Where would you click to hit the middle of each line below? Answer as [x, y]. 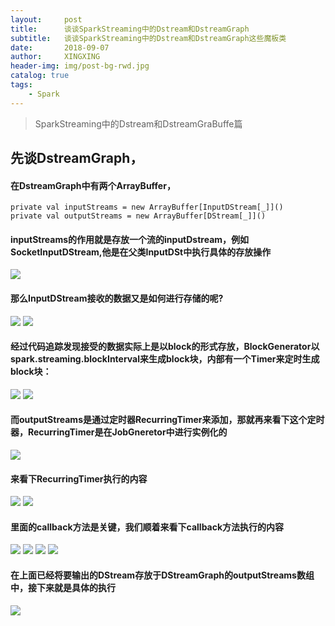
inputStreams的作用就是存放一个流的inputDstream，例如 [130, 239]
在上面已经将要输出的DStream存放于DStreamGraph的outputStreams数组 [162, 575]
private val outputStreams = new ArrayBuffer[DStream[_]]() [138, 216]
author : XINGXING [55, 57]
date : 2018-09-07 [60, 47]
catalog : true [40, 76]
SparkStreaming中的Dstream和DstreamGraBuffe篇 [138, 123]
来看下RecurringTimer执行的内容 [79, 478]
